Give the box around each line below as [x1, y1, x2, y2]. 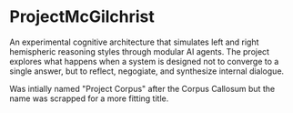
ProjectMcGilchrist [9, 6, 155, 27]
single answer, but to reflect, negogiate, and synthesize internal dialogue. [9, 66, 285, 77]
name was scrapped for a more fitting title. [9, 93, 169, 104]
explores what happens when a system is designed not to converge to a [9, 56, 279, 67]
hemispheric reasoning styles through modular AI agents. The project [9, 46, 270, 56]
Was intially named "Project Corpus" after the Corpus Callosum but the [9, 83, 276, 94]
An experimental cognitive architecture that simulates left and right [9, 36, 259, 47]
